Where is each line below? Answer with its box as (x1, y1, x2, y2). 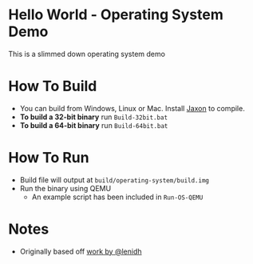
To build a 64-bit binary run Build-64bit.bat (19, 120, 168, 130)
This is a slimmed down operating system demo (8, 49, 166, 58)
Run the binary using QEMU (19, 183, 112, 193)
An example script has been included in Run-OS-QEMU (31, 192, 204, 202)
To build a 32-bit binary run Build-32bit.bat (19, 112, 168, 122)
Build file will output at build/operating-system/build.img (19, 174, 210, 185)
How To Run (8, 149, 89, 167)
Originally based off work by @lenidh (19, 246, 142, 256)
